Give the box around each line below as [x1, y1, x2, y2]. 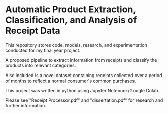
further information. [5, 102, 47, 108]
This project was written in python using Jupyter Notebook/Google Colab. [5, 87, 160, 93]
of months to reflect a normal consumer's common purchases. [5, 78, 136, 84]
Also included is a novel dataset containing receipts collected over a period [5, 72, 162, 78]
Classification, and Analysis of [5, 14, 137, 26]
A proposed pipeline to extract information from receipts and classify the [5, 57, 157, 63]
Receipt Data [5, 25, 61, 36]
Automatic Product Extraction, [5, 4, 136, 15]
